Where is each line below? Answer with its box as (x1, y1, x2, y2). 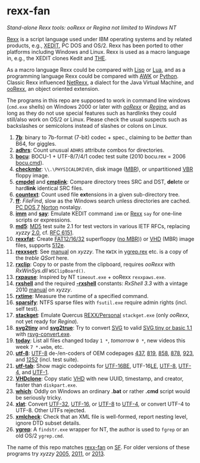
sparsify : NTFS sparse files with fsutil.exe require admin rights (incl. (15, 299, 187, 306)
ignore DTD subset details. (15, 419, 81, 427)
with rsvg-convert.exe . (15, 330, 71, 338)
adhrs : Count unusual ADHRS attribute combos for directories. (15, 146, 165, 154)
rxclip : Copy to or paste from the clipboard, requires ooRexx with (15, 260, 175, 268)
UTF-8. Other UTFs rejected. (15, 406, 86, 413)
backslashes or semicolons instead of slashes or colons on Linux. (7, 122, 168, 129)
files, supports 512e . (15, 241, 65, 249)
